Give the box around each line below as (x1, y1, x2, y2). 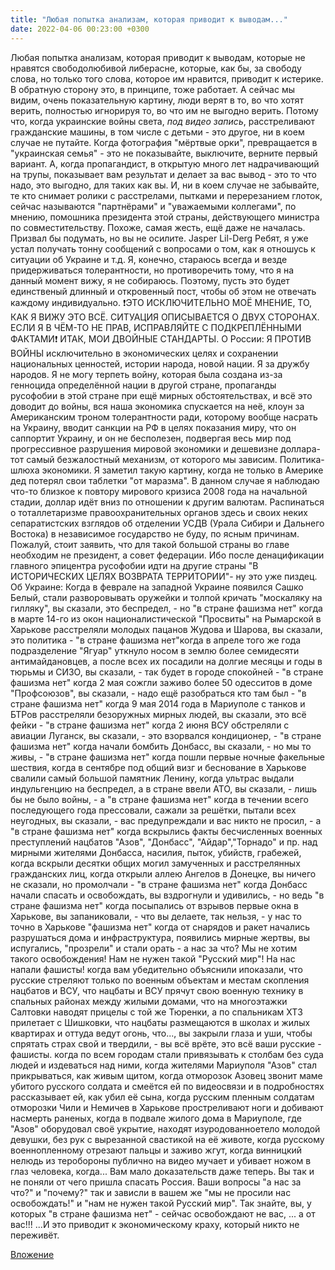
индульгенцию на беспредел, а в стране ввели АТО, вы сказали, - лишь (10, 782, 318, 795)
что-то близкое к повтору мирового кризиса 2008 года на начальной (10, 485, 308, 497)
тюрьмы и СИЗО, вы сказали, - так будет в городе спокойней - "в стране (10, 666, 324, 678)
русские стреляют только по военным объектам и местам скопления (10, 974, 310, 986)
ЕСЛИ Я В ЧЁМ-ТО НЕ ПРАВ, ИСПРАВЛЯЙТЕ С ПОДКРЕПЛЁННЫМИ (10, 321, 302, 333)
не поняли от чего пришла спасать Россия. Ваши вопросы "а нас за (10, 1176, 302, 1188)
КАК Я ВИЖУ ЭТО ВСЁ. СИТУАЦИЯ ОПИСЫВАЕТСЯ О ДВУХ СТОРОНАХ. (10, 311, 320, 323)
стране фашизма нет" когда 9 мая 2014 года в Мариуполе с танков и (10, 697, 306, 710)
